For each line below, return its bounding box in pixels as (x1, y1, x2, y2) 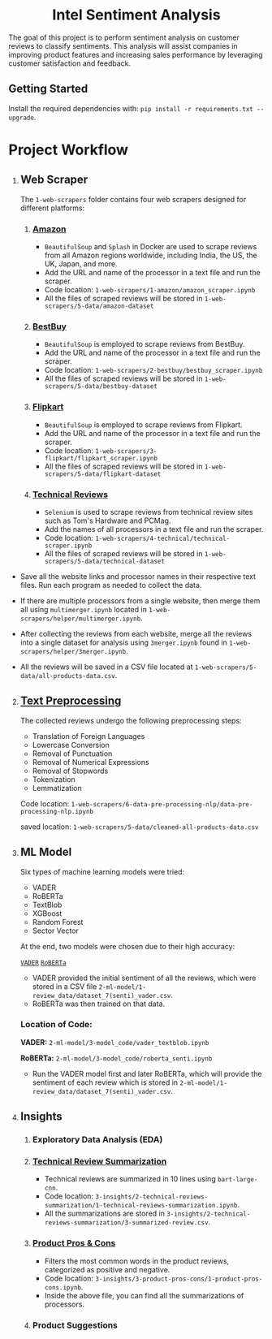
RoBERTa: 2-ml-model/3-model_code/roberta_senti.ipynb (19, 1053, 213, 1063)
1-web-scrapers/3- (95, 447, 158, 456)
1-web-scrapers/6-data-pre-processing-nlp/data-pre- (71, 800, 253, 809)
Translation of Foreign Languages (32, 731, 145, 741)
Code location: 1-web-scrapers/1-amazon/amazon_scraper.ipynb (44, 285, 256, 295)
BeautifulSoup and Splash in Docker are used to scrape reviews (44, 242, 257, 252)
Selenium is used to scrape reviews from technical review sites (44, 507, 253, 516)
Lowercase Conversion (32, 740, 110, 749)
